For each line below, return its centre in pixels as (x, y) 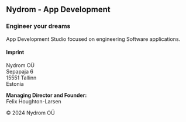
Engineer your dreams (38, 26)
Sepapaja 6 (20, 71)
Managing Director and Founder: (46, 95)
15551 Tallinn (21, 78)
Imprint (15, 53)
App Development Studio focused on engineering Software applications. (93, 39)
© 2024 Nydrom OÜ (30, 113)
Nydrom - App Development (58, 10)
